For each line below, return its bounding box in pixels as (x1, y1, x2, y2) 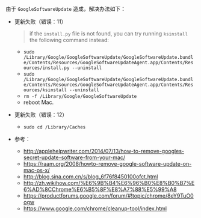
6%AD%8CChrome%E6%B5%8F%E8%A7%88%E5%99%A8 (23, 186, 177, 193)
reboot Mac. (23, 98, 54, 106)
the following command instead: (29, 37, 110, 43)
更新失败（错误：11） (14, 18, 67, 25)
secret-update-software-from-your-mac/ (23, 154, 126, 161)
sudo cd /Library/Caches (23, 124, 86, 130)
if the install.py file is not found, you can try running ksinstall (29, 30, 188, 37)
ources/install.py (23, 65, 70, 71)
